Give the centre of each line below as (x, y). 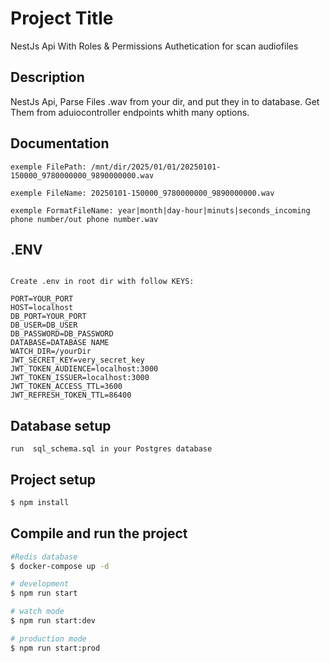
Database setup (61, 425)
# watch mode (37, 612)
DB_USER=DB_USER (44, 325)
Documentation (60, 143)
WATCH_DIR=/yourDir (51, 352)
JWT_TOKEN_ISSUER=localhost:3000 (80, 378)
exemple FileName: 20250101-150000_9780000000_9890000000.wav (142, 193)
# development (40, 584)
